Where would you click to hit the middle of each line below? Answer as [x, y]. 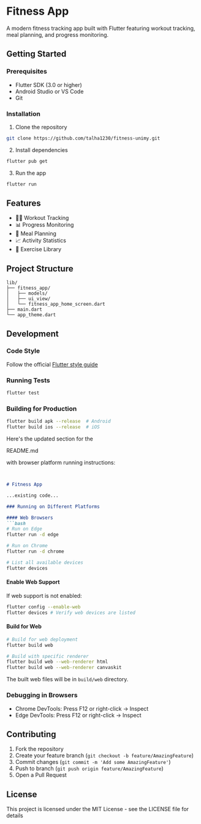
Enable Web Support [33, 582]
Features [24, 203]
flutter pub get [27, 161]
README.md [22, 451]
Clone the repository [41, 127]
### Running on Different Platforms [53, 507]
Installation [24, 113]
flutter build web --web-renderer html [57, 662]
